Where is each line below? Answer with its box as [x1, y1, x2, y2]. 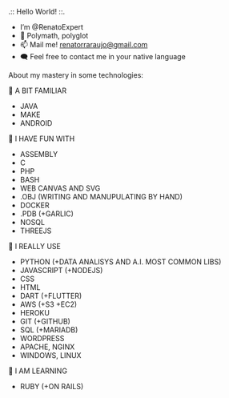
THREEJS [19, 226, 52, 235]
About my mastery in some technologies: [8, 70, 144, 79]
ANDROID [19, 119, 53, 127]
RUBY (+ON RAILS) [19, 382, 84, 391]
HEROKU [19, 308, 50, 317]
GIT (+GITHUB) [19, 316, 70, 326]
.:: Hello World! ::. [8, 7, 66, 16]
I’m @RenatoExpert [19, 22, 84, 31]
